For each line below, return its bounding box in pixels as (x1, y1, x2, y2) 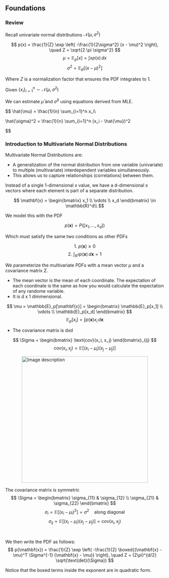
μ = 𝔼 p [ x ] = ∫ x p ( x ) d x (63, 55, 107, 62)
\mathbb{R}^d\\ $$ (65, 203, 104, 209)
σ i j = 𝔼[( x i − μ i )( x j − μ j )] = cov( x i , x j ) (48, 518, 121, 525)
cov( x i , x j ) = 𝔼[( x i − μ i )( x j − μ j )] (53, 345, 116, 352)
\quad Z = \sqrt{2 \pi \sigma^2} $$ (48, 47, 121, 53)
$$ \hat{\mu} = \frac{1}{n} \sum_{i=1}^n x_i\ (5, 108, 96, 114)
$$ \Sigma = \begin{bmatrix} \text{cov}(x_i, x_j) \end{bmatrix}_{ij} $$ (13, 337, 157, 343)
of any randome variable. (12, 288, 65, 294)
